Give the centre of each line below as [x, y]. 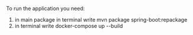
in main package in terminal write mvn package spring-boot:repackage [101, 20]
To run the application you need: [45, 8]
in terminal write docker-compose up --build [69, 26]
